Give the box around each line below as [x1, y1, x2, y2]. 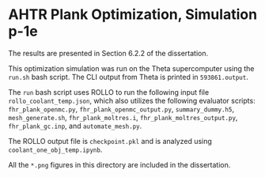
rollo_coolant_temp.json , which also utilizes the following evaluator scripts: [8, 96, 256, 105]
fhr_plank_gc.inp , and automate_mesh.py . [8, 121, 142, 130]
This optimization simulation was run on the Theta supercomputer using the [8, 63, 255, 73]
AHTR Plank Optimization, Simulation [8, 6, 258, 24]
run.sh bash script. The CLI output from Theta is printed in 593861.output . [8, 72, 249, 81]
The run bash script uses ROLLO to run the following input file [8, 87, 210, 96]
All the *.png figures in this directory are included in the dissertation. [8, 160, 231, 169]
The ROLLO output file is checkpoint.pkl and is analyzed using [8, 136, 212, 145]
